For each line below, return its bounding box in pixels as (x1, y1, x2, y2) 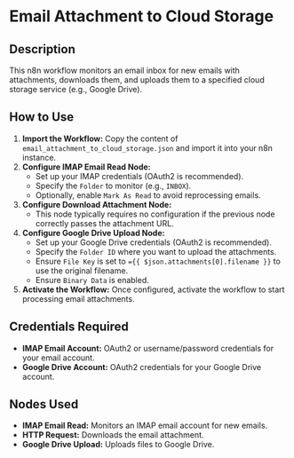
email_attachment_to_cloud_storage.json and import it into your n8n (21, 142, 274, 153)
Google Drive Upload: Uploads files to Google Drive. (21, 439, 215, 450)
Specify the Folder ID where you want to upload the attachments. (35, 246, 277, 257)
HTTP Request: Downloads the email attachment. (21, 430, 204, 440)
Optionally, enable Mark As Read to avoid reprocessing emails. (35, 189, 261, 201)
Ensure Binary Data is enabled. (35, 274, 149, 285)
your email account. (21, 352, 95, 363)
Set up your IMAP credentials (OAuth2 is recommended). (35, 170, 244, 181)
